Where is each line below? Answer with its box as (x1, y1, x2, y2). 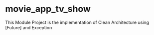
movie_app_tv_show (5, 3, 91, 15)
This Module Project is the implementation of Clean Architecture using (5, 19, 150, 25)
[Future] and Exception (5, 24, 52, 30)
